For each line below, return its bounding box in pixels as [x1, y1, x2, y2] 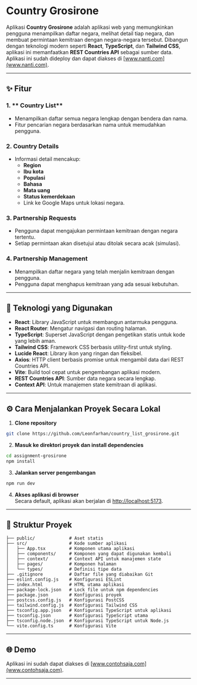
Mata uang [23, 187, 50, 194]
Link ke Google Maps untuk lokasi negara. [23, 199, 125, 206]
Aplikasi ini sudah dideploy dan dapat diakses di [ [6, 55, 125, 62]
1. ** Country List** [6, 101, 63, 110]
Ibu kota [23, 168, 44, 175]
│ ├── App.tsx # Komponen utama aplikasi [6, 546, 135, 552]
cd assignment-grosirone [6, 453, 67, 459]
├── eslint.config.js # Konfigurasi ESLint [6, 577, 122, 583]
